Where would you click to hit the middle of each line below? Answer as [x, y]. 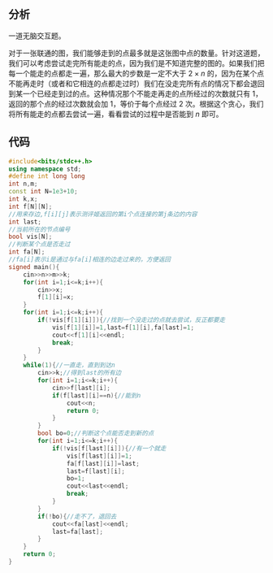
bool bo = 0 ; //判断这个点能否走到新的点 [96, 433]
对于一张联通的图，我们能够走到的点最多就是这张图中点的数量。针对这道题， [136, 53]
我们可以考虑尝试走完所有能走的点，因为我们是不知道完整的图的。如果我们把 [136, 63]
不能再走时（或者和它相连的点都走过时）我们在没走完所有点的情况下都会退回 [136, 83]
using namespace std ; [45, 169]
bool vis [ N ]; [30, 237]
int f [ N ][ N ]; [30, 206]
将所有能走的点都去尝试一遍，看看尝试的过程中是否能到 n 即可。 [116, 114]
